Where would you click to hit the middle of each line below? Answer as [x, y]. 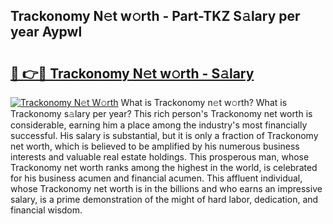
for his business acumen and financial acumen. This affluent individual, [156, 178]
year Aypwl [46, 32]
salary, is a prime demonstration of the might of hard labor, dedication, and [164, 199]
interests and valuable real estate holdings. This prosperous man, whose [160, 157]
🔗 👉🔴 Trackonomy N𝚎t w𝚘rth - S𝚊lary [132, 73]
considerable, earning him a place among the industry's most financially [159, 125]
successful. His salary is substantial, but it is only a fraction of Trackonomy [164, 135]
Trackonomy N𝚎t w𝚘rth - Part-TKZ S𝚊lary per [155, 16]
